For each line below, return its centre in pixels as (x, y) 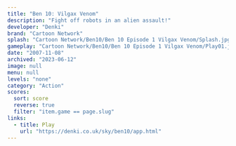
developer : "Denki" (36, 27)
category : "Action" (36, 86)
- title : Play (34, 125)
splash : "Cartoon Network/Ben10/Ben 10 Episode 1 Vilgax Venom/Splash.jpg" (120, 40)
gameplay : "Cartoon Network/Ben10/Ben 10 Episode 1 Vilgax (96, 46)
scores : (19, 92)
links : (17, 118)
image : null (25, 66)
